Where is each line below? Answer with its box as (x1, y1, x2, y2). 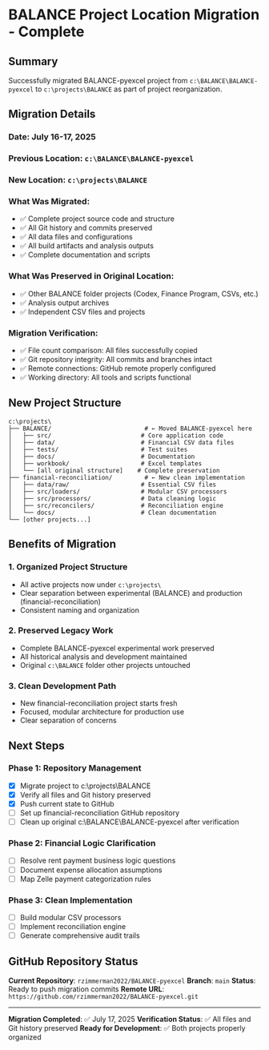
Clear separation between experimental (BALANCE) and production (19, 588, 243, 597)
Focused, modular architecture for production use (19, 707, 185, 717)
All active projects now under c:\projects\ (19, 579, 162, 589)
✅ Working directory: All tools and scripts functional (19, 372, 191, 382)
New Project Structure (8, 396, 122, 410)
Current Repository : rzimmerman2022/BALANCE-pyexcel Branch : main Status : (8, 976, 256, 985)
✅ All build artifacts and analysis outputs (19, 241, 155, 251)
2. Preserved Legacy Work (8, 625, 114, 636)
